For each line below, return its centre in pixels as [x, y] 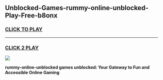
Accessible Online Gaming [32, 72]
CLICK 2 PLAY [22, 48]
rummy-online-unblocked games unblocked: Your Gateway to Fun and [77, 67]
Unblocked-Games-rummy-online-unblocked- [77, 8]
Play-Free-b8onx [31, 16]
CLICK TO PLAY [24, 30]
